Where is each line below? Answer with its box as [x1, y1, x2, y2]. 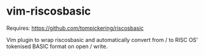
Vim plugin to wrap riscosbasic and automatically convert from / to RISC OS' [6, 36, 199, 43]
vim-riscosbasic [6, 4, 92, 18]
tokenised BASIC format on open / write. [6, 43, 108, 50]
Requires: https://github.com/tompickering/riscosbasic [6, 24, 144, 32]
